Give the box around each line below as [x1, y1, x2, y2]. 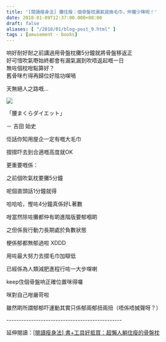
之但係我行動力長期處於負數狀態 [6, 227, 87, 234]
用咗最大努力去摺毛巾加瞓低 [6, 252, 76, 260]
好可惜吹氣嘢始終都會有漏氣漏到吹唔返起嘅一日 [6, 57, 124, 64]
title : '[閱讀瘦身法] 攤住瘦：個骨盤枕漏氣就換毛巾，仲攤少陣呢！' [6, 9, 157, 15]
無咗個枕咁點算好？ [6, 65, 55, 72]
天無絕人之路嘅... [6, 85, 49, 92]
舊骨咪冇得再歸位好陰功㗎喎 [6, 72, 76, 79]
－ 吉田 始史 [6, 123, 37, 130]
